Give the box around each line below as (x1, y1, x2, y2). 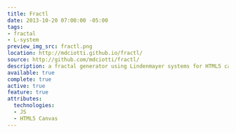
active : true (7, 82, 46, 89)
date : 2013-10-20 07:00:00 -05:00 (7, 17, 109, 24)
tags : (7, 23, 23, 30)
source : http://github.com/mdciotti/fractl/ (7, 56, 140, 63)
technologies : (13, 102, 55, 109)
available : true (7, 69, 55, 76)
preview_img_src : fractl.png (7, 43, 93, 50)
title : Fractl (7, 10, 49, 18)
